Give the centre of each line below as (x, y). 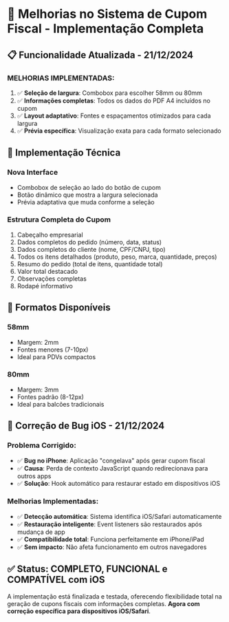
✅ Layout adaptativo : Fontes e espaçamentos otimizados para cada (114, 116)
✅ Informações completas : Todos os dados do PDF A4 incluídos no (114, 100)
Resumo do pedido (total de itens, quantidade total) (90, 264)
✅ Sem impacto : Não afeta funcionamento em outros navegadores (112, 547)
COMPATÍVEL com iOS (56, 580)
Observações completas (52, 279)
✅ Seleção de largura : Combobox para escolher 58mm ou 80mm (110, 93)
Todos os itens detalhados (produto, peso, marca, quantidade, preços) (117, 257)
